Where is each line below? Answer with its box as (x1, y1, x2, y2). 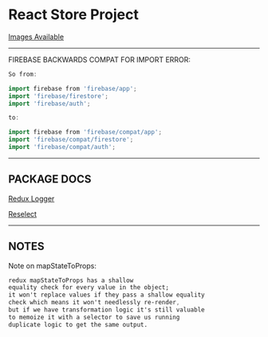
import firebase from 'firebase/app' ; (8, 84, 137, 92)
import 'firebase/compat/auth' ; (8, 143, 116, 151)
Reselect (8, 209, 37, 218)
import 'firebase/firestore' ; (8, 92, 109, 100)
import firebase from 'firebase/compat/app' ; (8, 128, 162, 136)
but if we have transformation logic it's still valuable (8, 306, 205, 314)
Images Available (8, 32, 65, 41)
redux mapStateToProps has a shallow (8, 276, 134, 284)
